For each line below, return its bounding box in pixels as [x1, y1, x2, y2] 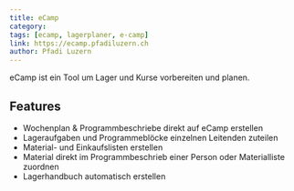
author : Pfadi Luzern [9, 47, 92, 56]
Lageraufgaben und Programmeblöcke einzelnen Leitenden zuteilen [22, 132, 278, 143]
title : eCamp [9, 13, 59, 23]
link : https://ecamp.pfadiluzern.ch [9, 38, 149, 48]
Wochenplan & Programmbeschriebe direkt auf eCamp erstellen [22, 122, 263, 133]
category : [9, 22, 47, 31]
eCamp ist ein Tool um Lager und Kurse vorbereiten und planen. [9, 72, 250, 83]
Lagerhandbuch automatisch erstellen [22, 170, 166, 182]
